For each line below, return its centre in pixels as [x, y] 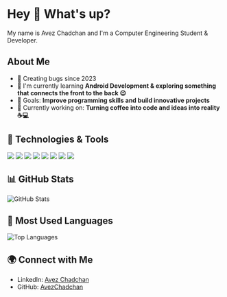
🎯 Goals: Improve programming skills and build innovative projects [113, 100]
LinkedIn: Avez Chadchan [53, 280]
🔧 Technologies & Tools [58, 140]
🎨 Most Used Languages [60, 221]
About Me [28, 62]
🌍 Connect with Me [50, 260]
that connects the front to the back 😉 [72, 93]
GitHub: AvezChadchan [50, 287]
